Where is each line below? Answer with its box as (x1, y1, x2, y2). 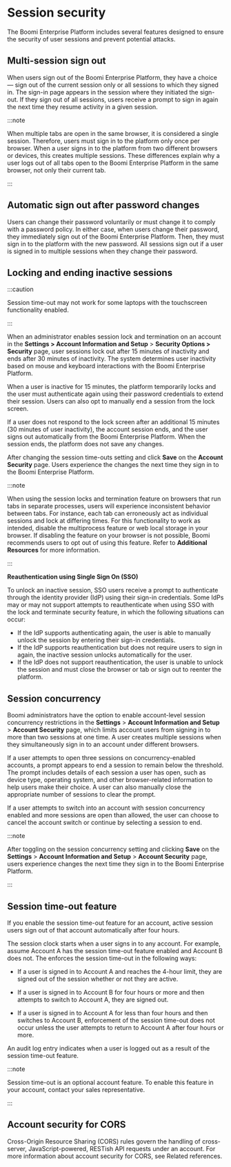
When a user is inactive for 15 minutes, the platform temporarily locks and (7, 383, 217, 391)
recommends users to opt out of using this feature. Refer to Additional (7, 539, 208, 547)
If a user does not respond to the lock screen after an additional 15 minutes (7, 418, 220, 426)
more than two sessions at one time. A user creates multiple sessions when (7, 733, 222, 741)
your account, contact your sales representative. (7, 1086, 145, 1094)
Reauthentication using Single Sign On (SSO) (7, 572, 139, 581)
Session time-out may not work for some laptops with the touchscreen (7, 299, 208, 307)
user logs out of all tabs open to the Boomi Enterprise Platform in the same (7, 159, 219, 167)
